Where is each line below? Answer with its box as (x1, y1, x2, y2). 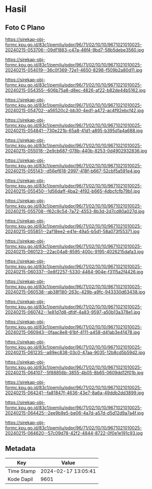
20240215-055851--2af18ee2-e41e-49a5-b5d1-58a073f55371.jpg (5, 228, 140, 234)
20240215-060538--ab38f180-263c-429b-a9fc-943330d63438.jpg (5, 289, 145, 295)
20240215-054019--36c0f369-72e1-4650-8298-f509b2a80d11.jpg (5, 67, 143, 73)
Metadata (5, 444, 36, 453)
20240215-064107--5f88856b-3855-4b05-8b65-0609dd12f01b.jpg (5, 370, 144, 375)
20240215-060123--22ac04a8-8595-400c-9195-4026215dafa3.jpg (5, 249, 144, 254)
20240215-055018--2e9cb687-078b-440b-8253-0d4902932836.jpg (5, 148, 148, 153)
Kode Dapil (7, 476, 33, 483)
